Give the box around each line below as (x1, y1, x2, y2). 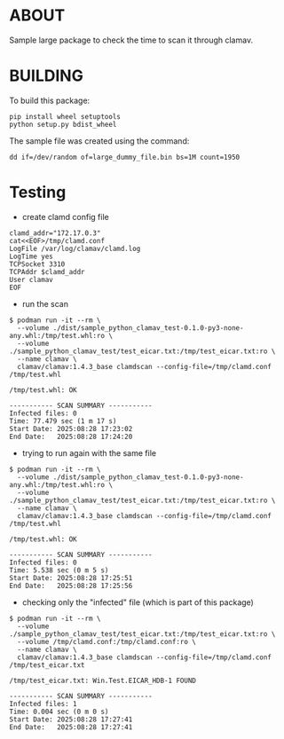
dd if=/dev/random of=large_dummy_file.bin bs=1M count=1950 (9, 153, 241, 161)
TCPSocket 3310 (9, 259, 66, 269)
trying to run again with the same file (21, 447, 157, 458)
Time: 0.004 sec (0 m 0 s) (9, 707, 109, 716)
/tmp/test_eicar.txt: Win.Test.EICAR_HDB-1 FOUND (9, 676, 197, 685)
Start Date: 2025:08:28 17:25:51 (9, 573, 133, 582)
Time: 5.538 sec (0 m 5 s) (9, 565, 109, 575)
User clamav (9, 275, 53, 284)
